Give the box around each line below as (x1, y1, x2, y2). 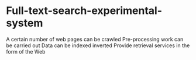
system (6, 16, 43, 30)
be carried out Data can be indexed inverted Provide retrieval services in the (6, 42, 190, 49)
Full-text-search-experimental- (6, 4, 163, 17)
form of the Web (6, 48, 46, 55)
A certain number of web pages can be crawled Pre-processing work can (6, 36, 184, 43)
